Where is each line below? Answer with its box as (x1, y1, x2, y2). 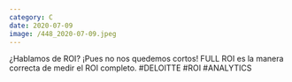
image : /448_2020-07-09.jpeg (9, 29, 117, 38)
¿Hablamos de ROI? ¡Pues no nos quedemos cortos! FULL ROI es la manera (9, 54, 284, 64)
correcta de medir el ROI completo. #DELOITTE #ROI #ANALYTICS (9, 63, 252, 73)
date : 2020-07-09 (9, 21, 73, 30)
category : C (9, 12, 53, 22)
